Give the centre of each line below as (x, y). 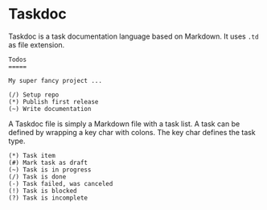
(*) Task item (32, 155)
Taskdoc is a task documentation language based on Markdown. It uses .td (133, 36)
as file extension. (37, 44)
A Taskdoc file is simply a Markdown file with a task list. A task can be (124, 124)
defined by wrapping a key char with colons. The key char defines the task (132, 132)
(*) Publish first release (53, 101)
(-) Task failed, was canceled (61, 183)
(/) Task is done (37, 177)
